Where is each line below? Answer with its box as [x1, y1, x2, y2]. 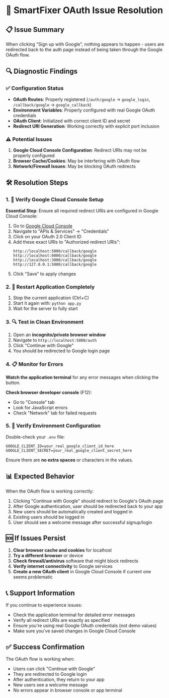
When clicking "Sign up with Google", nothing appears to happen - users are [6, 41, 164, 47]
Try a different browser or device [13, 553, 83, 559]
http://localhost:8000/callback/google [13, 253, 97, 258]
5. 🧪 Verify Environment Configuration [6, 422, 101, 429]
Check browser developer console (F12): [6, 389, 92, 395]
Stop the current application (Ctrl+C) [13, 295, 90, 301]
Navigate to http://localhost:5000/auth [13, 337, 97, 343]
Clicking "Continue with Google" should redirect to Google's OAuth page [13, 498, 163, 504]
